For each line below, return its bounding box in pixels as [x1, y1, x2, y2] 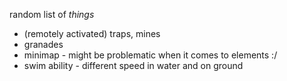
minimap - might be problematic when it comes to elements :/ [23, 49, 278, 61]
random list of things [9, 9, 95, 20]
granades [23, 39, 64, 50]
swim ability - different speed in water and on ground [23, 60, 244, 71]
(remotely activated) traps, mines [23, 28, 161, 39]
